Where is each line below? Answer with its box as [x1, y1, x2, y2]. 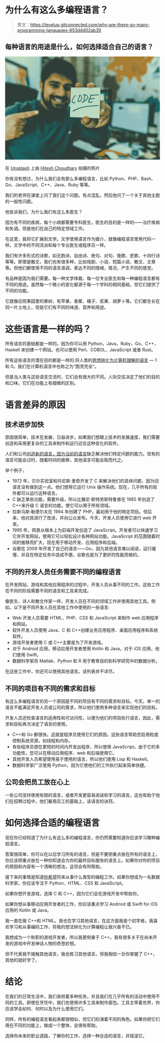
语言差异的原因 [5, 399, 66, 410]
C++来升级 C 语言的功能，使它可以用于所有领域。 [12, 503, 113, 509]
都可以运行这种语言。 [16, 490, 60, 496]
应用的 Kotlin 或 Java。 [5, 907, 52, 913]
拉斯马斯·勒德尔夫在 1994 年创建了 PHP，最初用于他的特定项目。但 [12, 509, 148, 515]
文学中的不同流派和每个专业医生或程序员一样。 [13, 242, 109, 248]
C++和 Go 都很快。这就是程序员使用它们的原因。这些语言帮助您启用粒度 [12, 731, 159, 737]
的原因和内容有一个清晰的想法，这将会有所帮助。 [5, 863, 104, 869]
